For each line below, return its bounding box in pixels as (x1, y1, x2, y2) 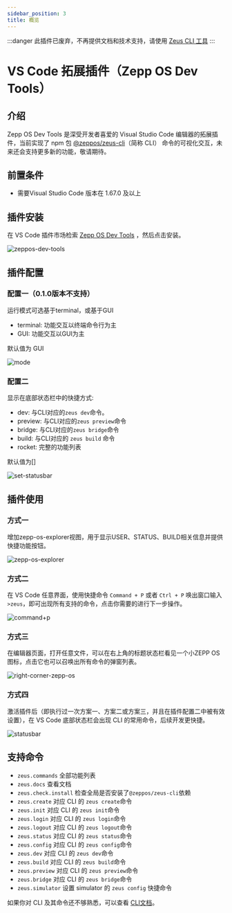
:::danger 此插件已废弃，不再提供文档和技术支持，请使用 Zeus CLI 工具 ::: (7, 36, 215, 45)
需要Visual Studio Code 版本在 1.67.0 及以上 (17, 189, 142, 197)
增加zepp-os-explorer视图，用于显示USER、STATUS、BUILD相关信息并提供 (7, 532, 223, 541)
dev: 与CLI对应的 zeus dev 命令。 (17, 408, 108, 417)
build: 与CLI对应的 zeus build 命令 (17, 434, 115, 443)
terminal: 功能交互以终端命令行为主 (17, 320, 117, 329)
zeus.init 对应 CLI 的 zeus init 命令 (17, 806, 120, 814)
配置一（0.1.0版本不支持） (7, 289, 95, 298)
